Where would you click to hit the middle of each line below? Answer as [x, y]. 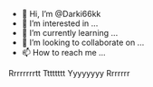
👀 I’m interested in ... [60, 23]
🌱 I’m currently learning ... [70, 33]
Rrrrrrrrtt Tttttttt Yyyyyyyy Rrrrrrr [69, 73]
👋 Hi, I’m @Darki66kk [61, 14]
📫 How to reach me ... [63, 52]
